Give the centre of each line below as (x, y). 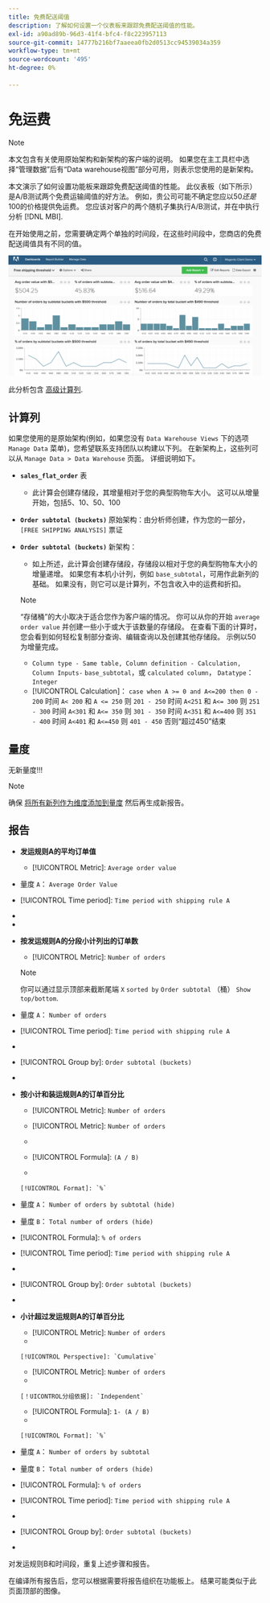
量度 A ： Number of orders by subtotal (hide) (97, 1204)
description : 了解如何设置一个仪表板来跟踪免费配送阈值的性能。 (104, 25)
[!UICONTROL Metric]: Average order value (104, 867)
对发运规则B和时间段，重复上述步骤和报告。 (81, 1564)
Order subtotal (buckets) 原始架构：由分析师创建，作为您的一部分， (135, 520)
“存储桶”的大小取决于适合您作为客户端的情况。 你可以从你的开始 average (140, 617)
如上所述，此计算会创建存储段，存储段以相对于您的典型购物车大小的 (145, 564)
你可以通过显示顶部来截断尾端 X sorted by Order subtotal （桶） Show (135, 989)
